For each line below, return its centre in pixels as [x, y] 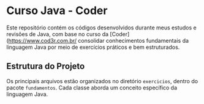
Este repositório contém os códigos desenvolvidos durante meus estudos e [102, 28]
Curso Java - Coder [57, 11]
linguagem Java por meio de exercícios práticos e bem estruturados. [93, 47]
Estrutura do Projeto [46, 66]
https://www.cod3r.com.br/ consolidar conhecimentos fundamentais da [98, 40]
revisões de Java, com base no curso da [58, 34]
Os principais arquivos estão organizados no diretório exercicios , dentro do [102, 81]
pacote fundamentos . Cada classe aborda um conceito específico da [92, 87]
